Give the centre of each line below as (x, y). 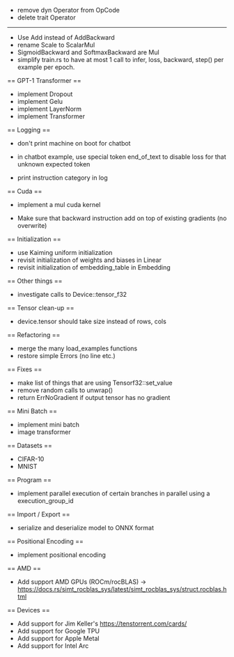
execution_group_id (46, 501)
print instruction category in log (62, 178)
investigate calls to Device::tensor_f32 (72, 294)
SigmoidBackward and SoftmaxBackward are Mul (88, 52)
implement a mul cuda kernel (59, 204)
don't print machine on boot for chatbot (74, 143)
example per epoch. (46, 67)
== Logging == (29, 130)
